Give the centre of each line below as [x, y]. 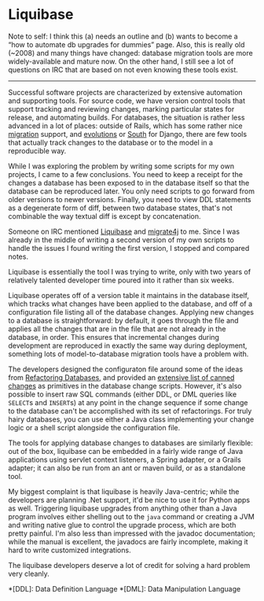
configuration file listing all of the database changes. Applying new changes [131, 312]
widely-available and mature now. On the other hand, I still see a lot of [121, 61]
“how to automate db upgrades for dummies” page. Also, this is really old [126, 44]
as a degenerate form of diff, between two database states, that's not [121, 208]
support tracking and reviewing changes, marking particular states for [121, 109]
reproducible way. [37, 150]
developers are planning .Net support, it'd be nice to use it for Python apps [129, 500]
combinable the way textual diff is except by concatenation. [104, 216]
